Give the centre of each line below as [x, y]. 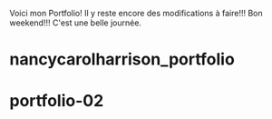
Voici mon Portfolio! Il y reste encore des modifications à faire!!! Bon [136, 13]
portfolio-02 [57, 101]
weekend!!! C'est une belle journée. [76, 23]
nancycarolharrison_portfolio [122, 59]
